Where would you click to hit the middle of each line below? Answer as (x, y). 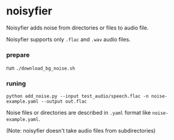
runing (16, 84)
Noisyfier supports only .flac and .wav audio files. (68, 39)
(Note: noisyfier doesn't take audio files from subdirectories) (81, 130)
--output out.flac (64, 101)
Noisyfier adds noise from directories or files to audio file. (77, 28)
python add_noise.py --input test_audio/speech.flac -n (77, 96)
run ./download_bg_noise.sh (41, 68)
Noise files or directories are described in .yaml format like (79, 112)
